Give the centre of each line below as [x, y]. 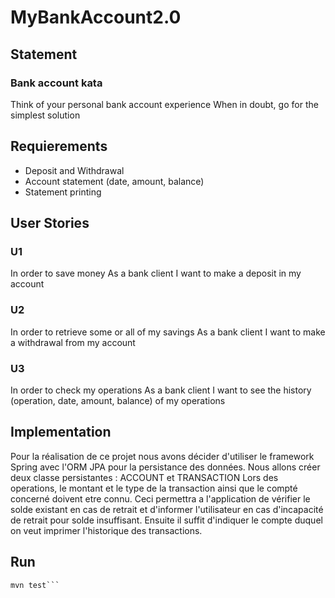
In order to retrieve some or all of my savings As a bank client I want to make [168, 332]
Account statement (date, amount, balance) [114, 181]
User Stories [50, 223]
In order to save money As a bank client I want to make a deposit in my [156, 273]
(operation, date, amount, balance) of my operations [118, 400]
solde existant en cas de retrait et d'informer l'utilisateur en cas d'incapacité [167, 509]
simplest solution [45, 115]
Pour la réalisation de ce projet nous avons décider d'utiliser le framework [162, 456]
